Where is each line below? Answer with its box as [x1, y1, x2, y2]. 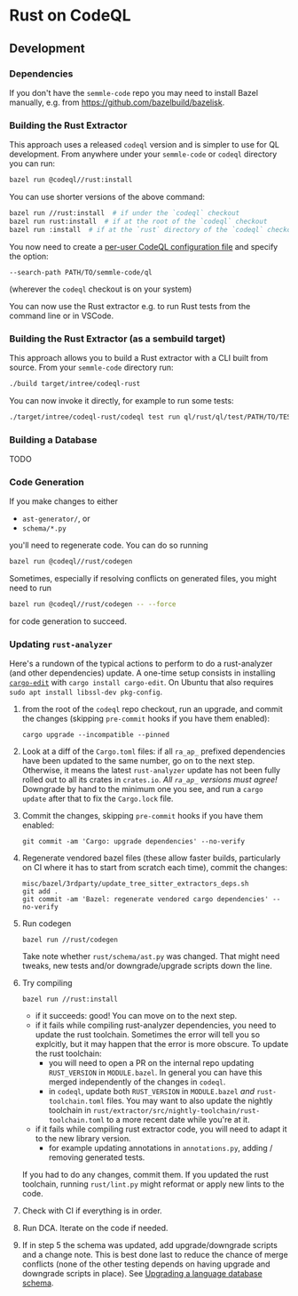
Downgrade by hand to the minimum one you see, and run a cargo [21, 784, 263, 795]
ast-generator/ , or [21, 513, 90, 524]
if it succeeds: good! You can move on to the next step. [35, 1011, 238, 1021]
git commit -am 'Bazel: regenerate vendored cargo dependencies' [21, 895, 269, 904]
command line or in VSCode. [9, 310, 114, 321]
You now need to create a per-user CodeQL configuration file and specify [9, 241, 278, 252]
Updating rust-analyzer [9, 637, 113, 650]
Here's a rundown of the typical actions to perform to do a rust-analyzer [9, 659, 273, 669]
